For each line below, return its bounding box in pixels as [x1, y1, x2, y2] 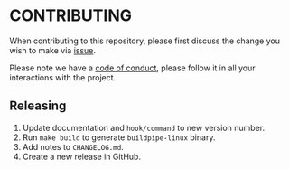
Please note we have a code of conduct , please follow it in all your [9, 62, 256, 73]
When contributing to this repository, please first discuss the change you [9, 35, 280, 46]
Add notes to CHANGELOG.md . [22, 141, 124, 152]
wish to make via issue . [9, 44, 97, 55]
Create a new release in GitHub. [22, 151, 142, 162]
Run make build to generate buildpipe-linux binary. [22, 132, 216, 143]
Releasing [9, 99, 67, 114]
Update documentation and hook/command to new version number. [22, 122, 266, 133]
